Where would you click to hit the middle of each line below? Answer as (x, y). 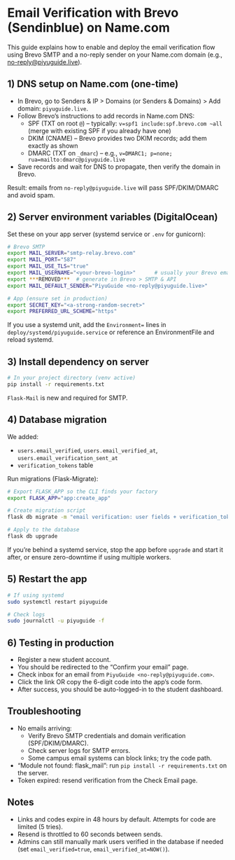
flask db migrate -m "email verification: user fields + (92, 517)
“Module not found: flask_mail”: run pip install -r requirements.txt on (122, 765)
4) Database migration (57, 420)
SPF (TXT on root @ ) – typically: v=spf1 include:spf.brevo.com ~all (125, 123)
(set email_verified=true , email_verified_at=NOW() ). (93, 849)
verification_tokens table (55, 465)
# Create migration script (47, 511)
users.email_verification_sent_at (67, 458)
